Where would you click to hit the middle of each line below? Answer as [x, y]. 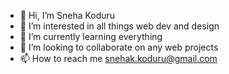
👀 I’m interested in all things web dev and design [119, 26]
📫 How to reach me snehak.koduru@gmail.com [118, 58]
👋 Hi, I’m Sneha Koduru [67, 15]
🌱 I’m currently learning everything [91, 36]
